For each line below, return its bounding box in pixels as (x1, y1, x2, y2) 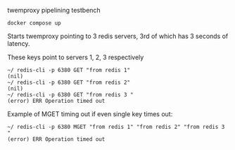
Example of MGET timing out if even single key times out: (7, 110, 173, 118)
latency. (7, 39, 30, 48)
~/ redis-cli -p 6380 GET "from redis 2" (7, 79, 131, 86)
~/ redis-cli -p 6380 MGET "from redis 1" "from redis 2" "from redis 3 (7, 123, 225, 130)
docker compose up (7, 20, 61, 27)
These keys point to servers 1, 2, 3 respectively (7, 53, 144, 61)
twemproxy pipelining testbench (7, 6, 101, 14)
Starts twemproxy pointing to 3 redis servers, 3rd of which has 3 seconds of (7, 32, 229, 40)
